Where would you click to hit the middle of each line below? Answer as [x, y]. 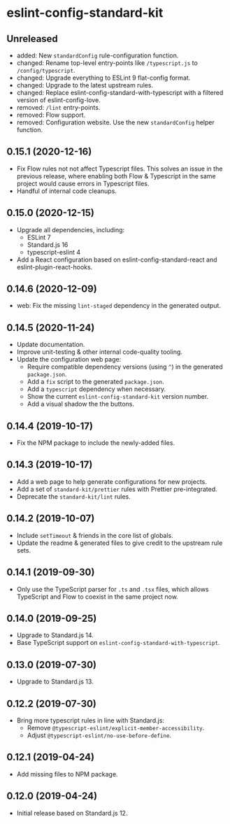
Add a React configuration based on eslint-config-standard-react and [117, 260]
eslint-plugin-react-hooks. [55, 267]
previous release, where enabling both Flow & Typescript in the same [116, 176]
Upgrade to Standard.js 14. [55, 635]
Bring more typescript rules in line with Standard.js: [91, 720]
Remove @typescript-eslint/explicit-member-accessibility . [116, 727]
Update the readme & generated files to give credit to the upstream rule [120, 543]
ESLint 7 [39, 237]
